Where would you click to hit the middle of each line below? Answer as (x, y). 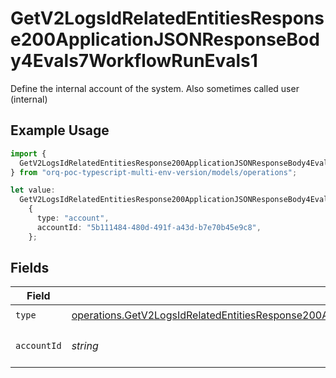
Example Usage (60, 130)
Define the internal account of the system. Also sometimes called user (155, 88)
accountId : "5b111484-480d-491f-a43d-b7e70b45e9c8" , (149, 227)
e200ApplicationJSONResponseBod (165, 39)
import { (28, 153)
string (85, 346)
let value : (33, 190)
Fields (30, 268)
